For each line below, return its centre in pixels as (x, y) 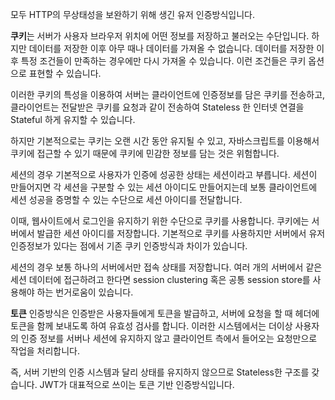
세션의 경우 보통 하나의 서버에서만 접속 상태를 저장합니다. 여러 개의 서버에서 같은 (166, 267)
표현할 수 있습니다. (65, 73)
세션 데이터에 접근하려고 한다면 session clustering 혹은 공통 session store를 (160, 279)
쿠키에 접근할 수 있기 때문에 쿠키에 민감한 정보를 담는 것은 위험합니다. (145, 153)
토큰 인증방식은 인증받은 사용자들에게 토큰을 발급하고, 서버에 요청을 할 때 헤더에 (165, 313)
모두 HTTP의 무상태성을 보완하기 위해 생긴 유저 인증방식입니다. (133, 14)
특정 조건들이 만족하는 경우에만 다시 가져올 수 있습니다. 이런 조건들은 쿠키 (163, 61)
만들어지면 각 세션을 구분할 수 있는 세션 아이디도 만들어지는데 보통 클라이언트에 (164, 187)
